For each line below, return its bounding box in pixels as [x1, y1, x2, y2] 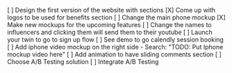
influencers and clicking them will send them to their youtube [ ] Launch [7, 28, 213, 36]
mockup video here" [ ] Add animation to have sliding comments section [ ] [7, 50, 222, 58]
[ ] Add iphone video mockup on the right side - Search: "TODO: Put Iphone [7, 43, 224, 51]
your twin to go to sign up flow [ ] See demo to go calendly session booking [7, 35, 224, 44]
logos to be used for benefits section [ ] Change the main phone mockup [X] [7, 13, 226, 22]
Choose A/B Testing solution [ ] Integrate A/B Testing [7, 58, 159, 65]
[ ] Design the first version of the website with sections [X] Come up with [7, 6, 216, 14]
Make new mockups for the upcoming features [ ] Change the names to [7, 21, 212, 29]
